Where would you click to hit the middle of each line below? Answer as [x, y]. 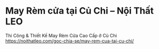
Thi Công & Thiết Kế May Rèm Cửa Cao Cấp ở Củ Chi [61, 35]
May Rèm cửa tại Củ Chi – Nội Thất [80, 11]
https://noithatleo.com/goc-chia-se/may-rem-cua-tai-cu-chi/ [70, 41]
